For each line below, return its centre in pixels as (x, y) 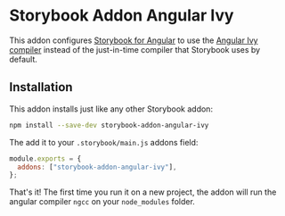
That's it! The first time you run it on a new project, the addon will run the (143, 192)
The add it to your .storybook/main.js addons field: (104, 142)
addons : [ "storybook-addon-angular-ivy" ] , (97, 167)
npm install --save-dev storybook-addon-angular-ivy (109, 125)
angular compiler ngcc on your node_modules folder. (102, 202)
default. (24, 59)
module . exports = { (45, 158)
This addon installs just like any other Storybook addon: (111, 109)
